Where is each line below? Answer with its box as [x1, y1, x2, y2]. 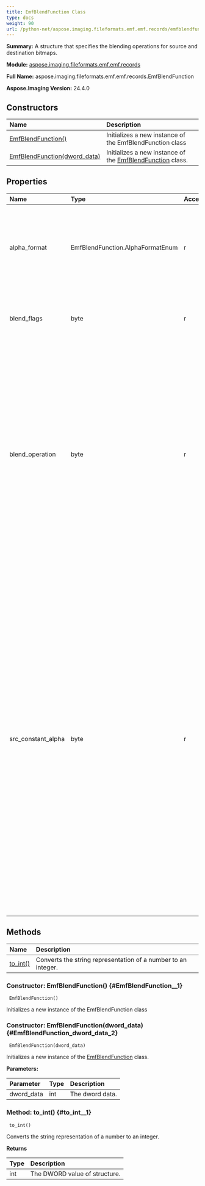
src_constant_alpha [9, 734, 65, 743]
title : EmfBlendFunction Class [6, 9, 86, 15]
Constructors [6, 102, 59, 113]
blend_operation [9, 450, 56, 458]
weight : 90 [6, 20, 34, 26]
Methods [6, 927, 41, 938]
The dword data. [70, 1090, 117, 1099]
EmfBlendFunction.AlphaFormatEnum [70, 243, 178, 251]
